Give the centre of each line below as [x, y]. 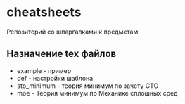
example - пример [44, 70]
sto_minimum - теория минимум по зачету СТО [88, 86]
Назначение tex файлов [62, 54]
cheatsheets [44, 12]
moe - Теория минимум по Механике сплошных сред [97, 93]
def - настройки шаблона [55, 78]
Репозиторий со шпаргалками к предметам [72, 32]
